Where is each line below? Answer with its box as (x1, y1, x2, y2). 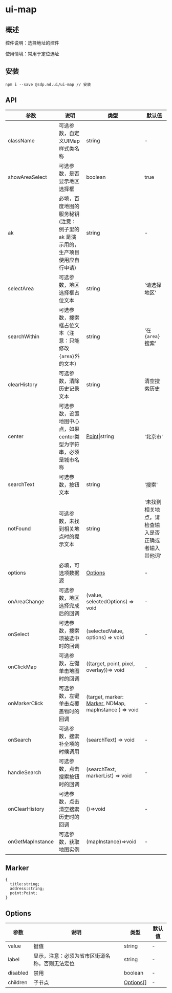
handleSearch (8, 769, 41, 776)
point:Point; (10, 891, 38, 896)
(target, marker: (86, 693, 124, 700)
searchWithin (8, 333, 40, 340)
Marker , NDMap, (86, 700, 126, 707)
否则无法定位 (43, 960, 75, 967)
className (8, 137, 35, 144)
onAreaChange (8, 598, 45, 605)
